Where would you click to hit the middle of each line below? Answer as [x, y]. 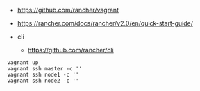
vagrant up [23, 63]
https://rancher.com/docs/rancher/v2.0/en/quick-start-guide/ [105, 23]
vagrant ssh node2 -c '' [43, 81]
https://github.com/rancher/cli [71, 50]
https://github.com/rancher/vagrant [68, 10]
